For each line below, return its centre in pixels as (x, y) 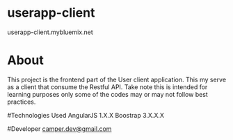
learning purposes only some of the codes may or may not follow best (108, 94)
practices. (22, 102)
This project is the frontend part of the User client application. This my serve (117, 79)
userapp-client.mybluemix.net (50, 32)
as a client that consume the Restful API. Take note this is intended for (107, 87)
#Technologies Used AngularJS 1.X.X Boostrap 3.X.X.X (86, 115)
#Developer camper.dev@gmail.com (59, 129)
